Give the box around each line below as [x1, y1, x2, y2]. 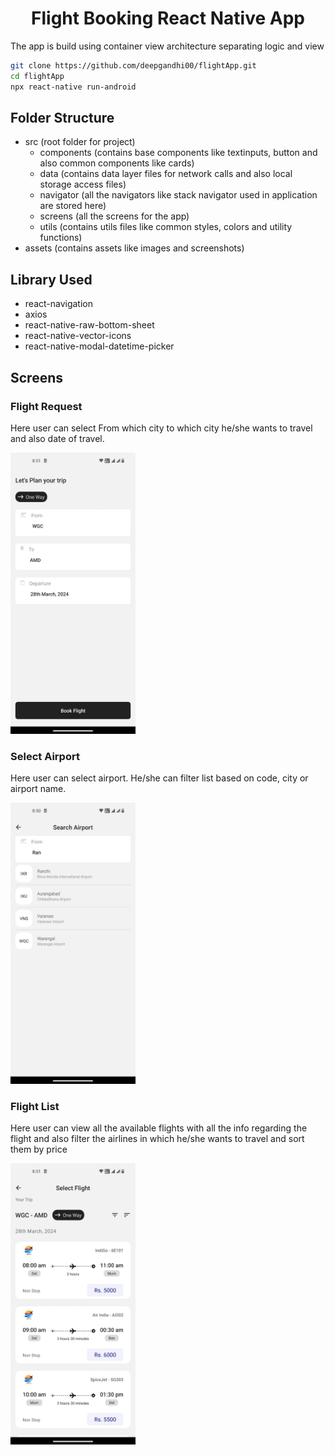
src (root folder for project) [24, 136, 136, 148]
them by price [10, 1143, 68, 1156]
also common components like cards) [39, 157, 195, 169]
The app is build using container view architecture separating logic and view [10, 40, 325, 52]
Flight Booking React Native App [31, 7, 305, 30]
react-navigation [24, 298, 94, 310]
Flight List [10, 1100, 60, 1114]
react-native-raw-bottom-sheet [24, 319, 155, 331]
